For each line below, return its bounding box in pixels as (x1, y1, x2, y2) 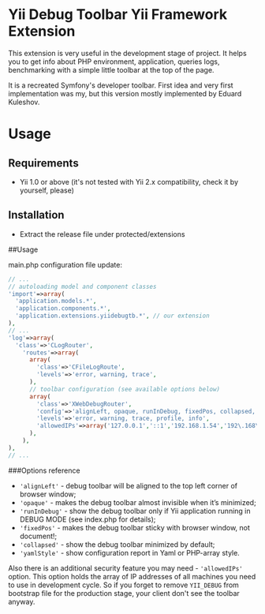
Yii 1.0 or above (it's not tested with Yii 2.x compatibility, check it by (19, 177, 239, 186)
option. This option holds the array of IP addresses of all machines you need (8, 571, 256, 581)
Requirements (8, 156, 79, 170)
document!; (19, 531, 58, 541)
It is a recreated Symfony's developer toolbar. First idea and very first (8, 80, 234, 90)
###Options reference (8, 466, 80, 475)
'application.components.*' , (15, 305, 111, 313)
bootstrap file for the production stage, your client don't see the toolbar (8, 588, 241, 597)
